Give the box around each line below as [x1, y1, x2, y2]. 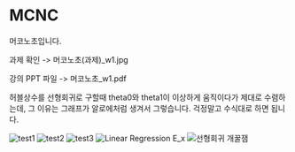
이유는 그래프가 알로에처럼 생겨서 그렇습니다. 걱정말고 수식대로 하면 [36, 103, 269, 113]
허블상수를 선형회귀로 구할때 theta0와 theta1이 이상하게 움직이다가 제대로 [9, 92, 263, 103]
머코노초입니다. [9, 35, 62, 46]
